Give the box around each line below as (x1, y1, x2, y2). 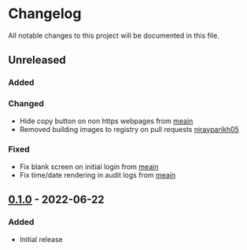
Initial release (19, 234, 63, 244)
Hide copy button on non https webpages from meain (19, 116, 194, 126)
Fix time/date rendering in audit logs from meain (19, 170, 176, 179)
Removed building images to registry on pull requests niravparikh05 (19, 124, 240, 134)
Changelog (8, 5, 82, 23)
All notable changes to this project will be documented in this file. (8, 31, 220, 40)
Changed (8, 98, 45, 109)
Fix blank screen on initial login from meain (19, 162, 159, 171)
